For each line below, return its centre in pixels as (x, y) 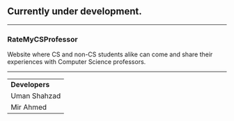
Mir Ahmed (29, 107)
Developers (30, 85)
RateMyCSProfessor (42, 39)
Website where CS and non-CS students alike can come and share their (110, 54)
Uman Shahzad (36, 96)
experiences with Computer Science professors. (77, 62)
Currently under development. (75, 11)
